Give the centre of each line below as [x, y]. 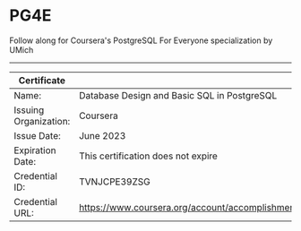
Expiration [35, 150]
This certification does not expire [148, 156]
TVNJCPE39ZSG [115, 182]
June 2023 [103, 135]
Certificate [42, 80]
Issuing [29, 110]
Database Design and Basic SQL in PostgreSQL [178, 95]
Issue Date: [37, 135]
